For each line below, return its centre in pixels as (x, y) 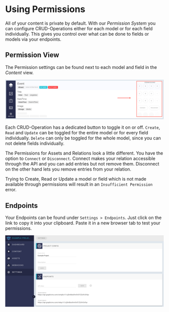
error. (11, 190)
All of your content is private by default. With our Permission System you (80, 23)
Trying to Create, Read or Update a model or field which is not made (76, 179)
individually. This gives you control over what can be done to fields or (77, 34)
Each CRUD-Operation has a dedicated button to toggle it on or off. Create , (83, 127)
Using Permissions (45, 9)
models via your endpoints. (33, 39)
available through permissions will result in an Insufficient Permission (79, 184)
